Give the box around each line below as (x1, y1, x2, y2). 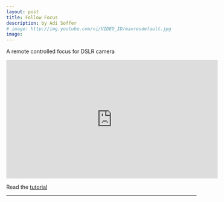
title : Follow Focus (6, 14, 59, 21)
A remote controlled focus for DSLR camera (6, 48, 115, 55)
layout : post (6, 8, 39, 15)
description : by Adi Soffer (6, 20, 77, 26)
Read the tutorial (6, 183, 48, 191)
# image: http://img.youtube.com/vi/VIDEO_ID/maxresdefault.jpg (6, 25, 171, 32)
